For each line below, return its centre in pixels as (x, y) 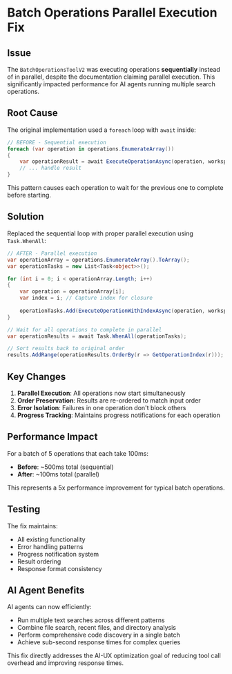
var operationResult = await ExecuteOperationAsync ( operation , (113, 162)
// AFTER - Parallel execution (52, 253)
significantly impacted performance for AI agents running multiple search (112, 84)
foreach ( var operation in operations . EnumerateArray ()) (91, 149)
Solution (26, 216)
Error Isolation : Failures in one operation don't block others (101, 407)
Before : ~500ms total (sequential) (65, 467)
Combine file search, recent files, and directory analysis (96, 628)
